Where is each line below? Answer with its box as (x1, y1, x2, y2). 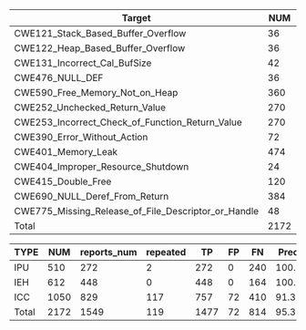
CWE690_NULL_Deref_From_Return (14, 191, 169, 202)
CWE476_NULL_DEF (14, 72, 104, 84)
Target (121, 12, 152, 24)
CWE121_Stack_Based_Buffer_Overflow (14, 27, 187, 39)
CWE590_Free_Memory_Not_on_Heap (14, 87, 178, 98)
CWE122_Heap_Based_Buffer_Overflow (14, 42, 186, 54)
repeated (145, 246, 187, 258)
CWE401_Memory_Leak (14, 146, 118, 158)
